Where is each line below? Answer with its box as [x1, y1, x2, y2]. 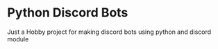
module [7, 35, 29, 43]
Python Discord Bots [7, 5, 128, 21]
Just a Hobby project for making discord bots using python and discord [7, 28, 212, 36]
